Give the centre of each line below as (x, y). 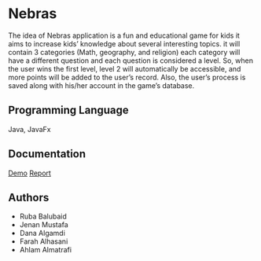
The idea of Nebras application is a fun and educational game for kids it (124, 35)
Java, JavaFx (29, 129)
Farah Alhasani (44, 241)
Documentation (47, 154)
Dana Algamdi (42, 233)
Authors (29, 197)
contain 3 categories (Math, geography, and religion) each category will (124, 52)
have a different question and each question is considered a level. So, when (131, 61)
